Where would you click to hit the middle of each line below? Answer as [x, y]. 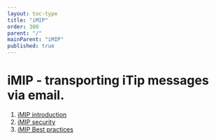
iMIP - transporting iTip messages [108, 80]
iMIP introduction [42, 114]
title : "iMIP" [28, 20]
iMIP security [36, 122]
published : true [31, 46]
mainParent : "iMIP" [36, 40]
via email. [36, 95]
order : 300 [23, 26]
